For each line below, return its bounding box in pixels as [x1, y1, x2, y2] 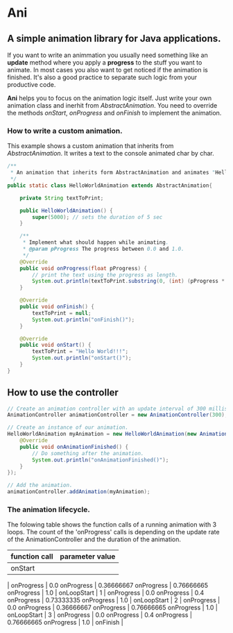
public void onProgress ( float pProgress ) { [19, 265, 148, 272]
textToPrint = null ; [32, 309, 92, 317]
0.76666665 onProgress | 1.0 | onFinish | [7, 618, 123, 627]
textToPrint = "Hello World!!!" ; [32, 348, 129, 355]
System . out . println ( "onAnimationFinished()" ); [32, 457, 169, 463]
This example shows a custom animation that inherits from [7, 142, 174, 150]
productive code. [7, 81, 56, 88]
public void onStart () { [19, 342, 92, 349]
